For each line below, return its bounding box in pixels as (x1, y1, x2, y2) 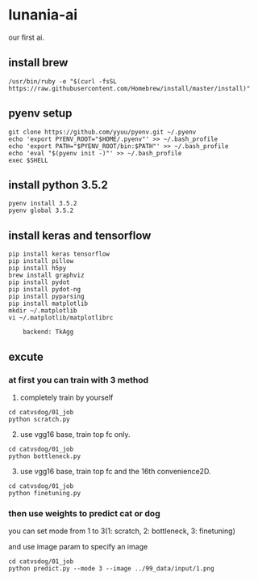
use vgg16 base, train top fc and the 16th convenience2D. (19, 466, 211, 476)
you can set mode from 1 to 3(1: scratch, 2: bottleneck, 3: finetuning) (8, 526, 236, 536)
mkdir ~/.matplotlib (8, 307, 78, 315)
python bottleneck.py (8, 452, 81, 460)
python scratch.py (8, 415, 70, 423)
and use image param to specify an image (8, 542, 148, 552)
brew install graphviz (8, 271, 85, 280)
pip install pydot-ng (8, 286, 81, 294)
